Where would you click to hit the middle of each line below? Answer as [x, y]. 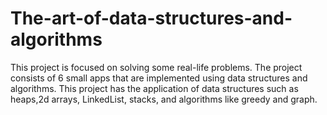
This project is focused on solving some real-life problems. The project [156, 67]
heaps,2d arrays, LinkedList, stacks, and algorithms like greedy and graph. [164, 99]
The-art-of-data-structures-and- [151, 18]
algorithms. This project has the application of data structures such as [154, 88]
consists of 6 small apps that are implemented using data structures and [159, 78]
